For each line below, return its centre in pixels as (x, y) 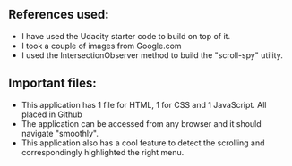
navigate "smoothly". (60, 133)
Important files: (53, 83)
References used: (59, 15)
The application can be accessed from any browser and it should (141, 123)
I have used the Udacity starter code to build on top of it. (125, 36)
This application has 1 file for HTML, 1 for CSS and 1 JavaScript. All (144, 104)
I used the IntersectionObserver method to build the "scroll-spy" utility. (152, 55)
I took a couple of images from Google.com (101, 46)
